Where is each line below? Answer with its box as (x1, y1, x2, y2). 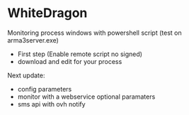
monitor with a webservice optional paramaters (17, 92, 156, 101)
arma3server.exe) (7, 35, 59, 44)
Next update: (7, 71, 45, 80)
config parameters (17, 84, 72, 93)
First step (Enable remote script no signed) (17, 50, 143, 58)
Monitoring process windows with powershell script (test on (7, 28, 182, 37)
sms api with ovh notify (17, 99, 86, 108)
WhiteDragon (7, 5, 88, 21)
